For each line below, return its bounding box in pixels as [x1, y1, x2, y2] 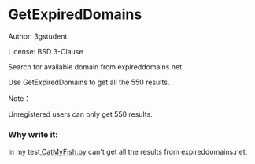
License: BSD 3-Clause [8, 47, 83, 56]
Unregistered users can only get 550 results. [8, 109, 153, 119]
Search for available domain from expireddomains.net [8, 61, 183, 72]
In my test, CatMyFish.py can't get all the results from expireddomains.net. [8, 147, 248, 157]
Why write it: [8, 129, 59, 140]
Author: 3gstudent [8, 32, 68, 41]
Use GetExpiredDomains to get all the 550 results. [8, 77, 170, 87]
